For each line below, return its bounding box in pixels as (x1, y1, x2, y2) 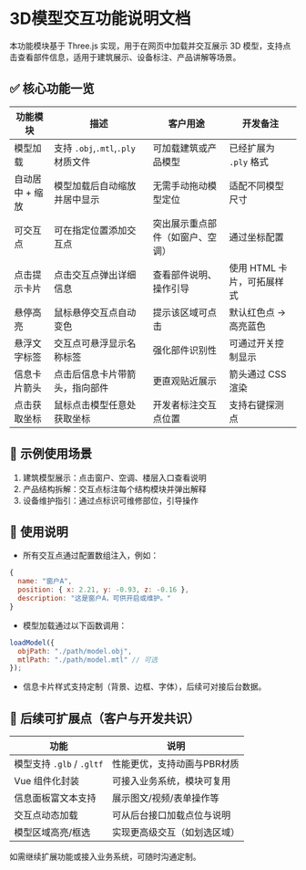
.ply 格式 (229, 155, 269, 168)
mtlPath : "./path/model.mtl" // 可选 (17, 655, 158, 665)
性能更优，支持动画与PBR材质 (112, 758, 240, 770)
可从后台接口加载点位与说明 (112, 809, 231, 822)
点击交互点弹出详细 (53, 268, 137, 281)
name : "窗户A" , (17, 577, 73, 586)
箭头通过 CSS (229, 367, 287, 380)
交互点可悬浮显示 (53, 337, 127, 350)
